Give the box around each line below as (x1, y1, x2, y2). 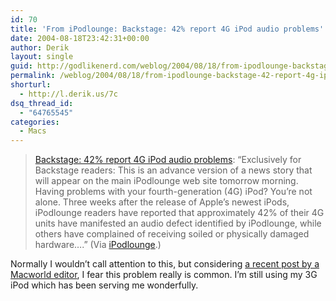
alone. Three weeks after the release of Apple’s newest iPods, (34, 196, 290, 208)
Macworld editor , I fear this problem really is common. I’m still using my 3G (10, 269, 318, 281)
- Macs (19, 126, 47, 136)
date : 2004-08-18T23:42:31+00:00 (10, 33, 150, 43)
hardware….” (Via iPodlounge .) (34, 239, 162, 251)
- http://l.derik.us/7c (19, 89, 118, 99)
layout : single (10, 52, 74, 62)
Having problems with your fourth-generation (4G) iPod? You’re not (34, 186, 313, 198)
